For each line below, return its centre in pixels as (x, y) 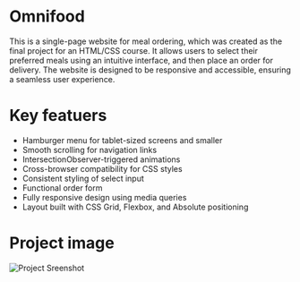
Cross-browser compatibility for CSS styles (102, 168)
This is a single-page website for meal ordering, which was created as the (146, 41)
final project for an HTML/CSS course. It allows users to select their (133, 50)
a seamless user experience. (62, 79)
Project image (62, 243)
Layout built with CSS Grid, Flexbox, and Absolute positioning (135, 207)
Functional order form (62, 188)
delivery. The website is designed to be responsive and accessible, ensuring (150, 70)
